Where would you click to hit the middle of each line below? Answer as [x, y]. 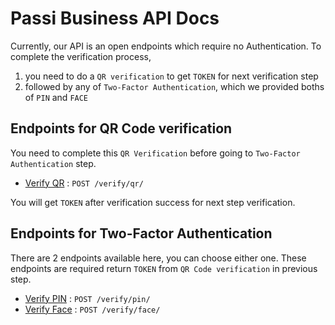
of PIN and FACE [56, 97]
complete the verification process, [81, 56]
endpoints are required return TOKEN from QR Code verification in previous [164, 268]
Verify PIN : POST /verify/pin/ [87, 298]
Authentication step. [53, 163]
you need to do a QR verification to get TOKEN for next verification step [171, 76]
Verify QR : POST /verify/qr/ [84, 183]
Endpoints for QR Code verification [121, 128]
